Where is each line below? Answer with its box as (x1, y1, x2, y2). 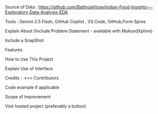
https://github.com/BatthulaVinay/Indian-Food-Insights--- (38, 4, 153, 10)
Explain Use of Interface (5, 65, 53, 71)
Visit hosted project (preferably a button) (5, 103, 86, 109)
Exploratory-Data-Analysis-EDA (5, 9, 68, 15)
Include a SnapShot (5, 37, 44, 43)
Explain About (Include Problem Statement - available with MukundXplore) (5, 28, 153, 33)
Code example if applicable (5, 84, 59, 90)
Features (5, 47, 23, 52)
